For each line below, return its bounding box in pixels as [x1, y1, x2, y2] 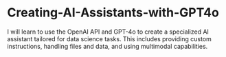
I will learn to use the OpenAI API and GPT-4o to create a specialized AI [7, 27, 210, 36]
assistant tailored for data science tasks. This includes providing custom [7, 34, 212, 43]
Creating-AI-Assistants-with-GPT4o [7, 5, 220, 21]
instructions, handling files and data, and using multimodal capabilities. [7, 42, 208, 50]
